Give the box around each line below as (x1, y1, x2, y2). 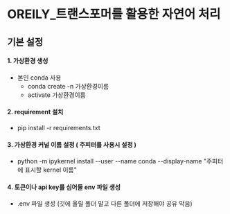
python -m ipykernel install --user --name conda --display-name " (17, 157, 206, 166)
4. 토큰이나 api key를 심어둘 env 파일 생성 (7, 183, 121, 191)
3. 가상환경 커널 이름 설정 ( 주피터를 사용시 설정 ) (7, 140, 137, 149)
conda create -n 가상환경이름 (27, 82, 109, 90)
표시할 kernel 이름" (24, 166, 78, 174)
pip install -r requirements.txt (17, 123, 100, 132)
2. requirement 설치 (7, 108, 64, 116)
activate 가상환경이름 (27, 91, 86, 99)
